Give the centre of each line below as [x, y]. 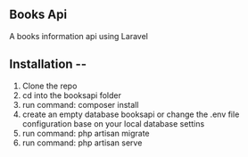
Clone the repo [50, 86]
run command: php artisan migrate [86, 133]
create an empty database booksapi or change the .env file [131, 114]
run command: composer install [80, 104]
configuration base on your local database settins [113, 123]
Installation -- [48, 65]
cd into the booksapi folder [72, 95]
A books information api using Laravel [79, 36]
